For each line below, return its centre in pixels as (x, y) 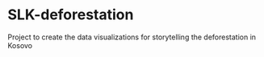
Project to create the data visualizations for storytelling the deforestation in (132, 37)
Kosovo (20, 45)
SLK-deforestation (71, 15)
